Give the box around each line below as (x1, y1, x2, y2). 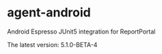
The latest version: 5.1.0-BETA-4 (7, 40, 98, 49)
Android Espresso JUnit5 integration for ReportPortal (7, 27, 156, 36)
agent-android (7, 5, 91, 21)
